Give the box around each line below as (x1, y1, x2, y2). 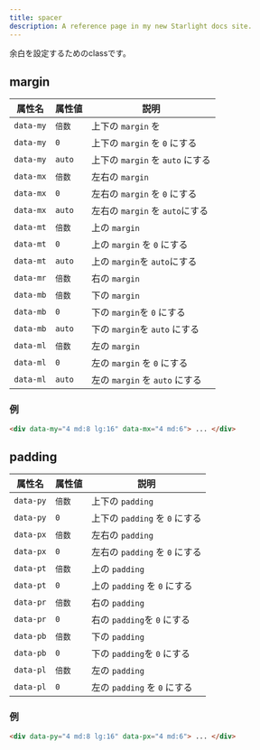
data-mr (14, 273, 47, 283)
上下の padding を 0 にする (91, 512, 202, 524)
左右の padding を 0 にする (91, 546, 202, 559)
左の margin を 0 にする (91, 357, 188, 370)
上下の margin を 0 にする (91, 137, 197, 150)
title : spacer (9, 13, 63, 23)
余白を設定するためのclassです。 (9, 47, 131, 59)
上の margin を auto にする (91, 255, 197, 268)
